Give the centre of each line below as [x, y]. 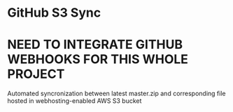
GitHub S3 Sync [54, 13]
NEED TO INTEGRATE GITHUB [95, 45]
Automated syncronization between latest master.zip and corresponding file [116, 94]
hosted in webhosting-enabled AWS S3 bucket [75, 101]
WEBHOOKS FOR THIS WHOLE [98, 59]
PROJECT [36, 74]
